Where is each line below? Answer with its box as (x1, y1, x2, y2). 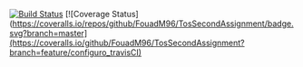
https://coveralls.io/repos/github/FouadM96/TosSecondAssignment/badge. (12, 18, 294, 29)
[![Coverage (64, 9, 111, 19)
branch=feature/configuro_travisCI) (9, 47, 142, 58)
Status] (112, 9, 139, 19)
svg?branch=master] (9, 28, 88, 38)
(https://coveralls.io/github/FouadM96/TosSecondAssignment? (9, 37, 245, 48)
